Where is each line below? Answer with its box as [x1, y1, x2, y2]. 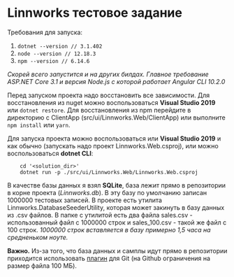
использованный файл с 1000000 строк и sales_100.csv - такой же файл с [7, 218, 227, 227]
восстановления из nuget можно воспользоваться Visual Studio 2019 [7, 98, 216, 106]
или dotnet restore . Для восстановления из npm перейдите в [7, 106, 191, 114]
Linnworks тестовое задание [7, 5, 183, 21]
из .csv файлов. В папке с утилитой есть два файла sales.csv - [7, 211, 193, 219]
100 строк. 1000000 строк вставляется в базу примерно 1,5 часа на [7, 225, 211, 234]
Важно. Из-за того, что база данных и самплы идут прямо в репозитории [7, 246, 228, 255]
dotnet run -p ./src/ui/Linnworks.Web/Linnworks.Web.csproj [20, 169, 198, 176]
